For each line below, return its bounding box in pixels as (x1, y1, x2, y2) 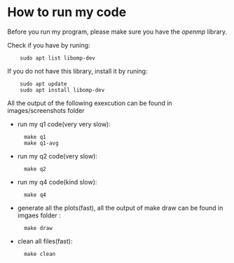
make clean (24, 250, 56, 257)
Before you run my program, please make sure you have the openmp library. (7, 27, 228, 36)
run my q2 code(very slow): (17, 151, 98, 160)
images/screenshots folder (7, 106, 85, 114)
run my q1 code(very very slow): (17, 120, 111, 128)
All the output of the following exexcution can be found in (7, 99, 173, 107)
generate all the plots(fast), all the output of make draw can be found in (17, 203, 223, 212)
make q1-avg (24, 140, 59, 147)
